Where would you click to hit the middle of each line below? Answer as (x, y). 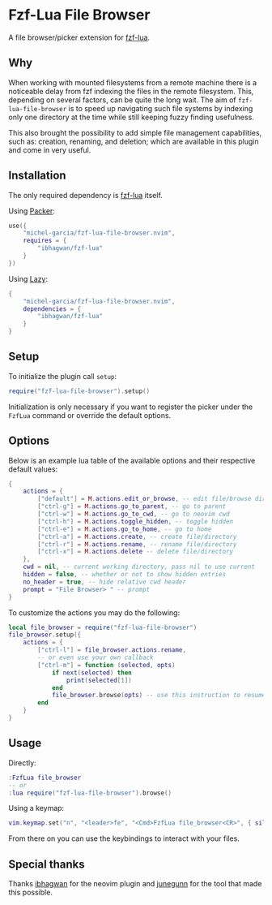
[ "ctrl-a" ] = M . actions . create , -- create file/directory (137, 537)
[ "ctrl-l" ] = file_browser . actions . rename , (112, 650)
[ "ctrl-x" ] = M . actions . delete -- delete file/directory (135, 552)
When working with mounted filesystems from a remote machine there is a (133, 82)
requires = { (45, 241)
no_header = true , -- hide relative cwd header (104, 582)
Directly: (22, 763)
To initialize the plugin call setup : (63, 376)
